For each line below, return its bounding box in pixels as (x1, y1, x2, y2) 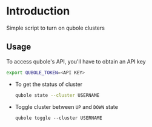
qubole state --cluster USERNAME (15, 92, 100, 98)
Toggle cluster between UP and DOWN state (15, 103, 118, 110)
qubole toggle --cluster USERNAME (15, 115, 102, 121)
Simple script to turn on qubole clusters (6, 24, 105, 31)
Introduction (6, 4, 70, 18)
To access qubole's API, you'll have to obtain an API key (6, 57, 147, 65)
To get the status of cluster (15, 80, 83, 88)
